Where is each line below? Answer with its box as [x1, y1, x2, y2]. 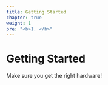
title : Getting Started [6, 8, 67, 15]
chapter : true [6, 15, 42, 21]
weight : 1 [6, 20, 32, 26]
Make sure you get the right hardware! [6, 72, 102, 80]
